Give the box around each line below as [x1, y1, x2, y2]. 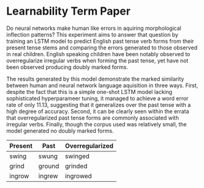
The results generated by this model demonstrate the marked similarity [6, 75, 185, 82]
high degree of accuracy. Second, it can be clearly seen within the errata [6, 107, 189, 115]
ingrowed [65, 172, 93, 180]
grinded [65, 162, 88, 170]
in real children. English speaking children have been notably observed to [6, 50, 191, 57]
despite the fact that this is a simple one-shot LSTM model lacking [6, 88, 172, 95]
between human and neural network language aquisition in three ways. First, [6, 81, 199, 89]
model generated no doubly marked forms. [6, 127, 114, 134]
